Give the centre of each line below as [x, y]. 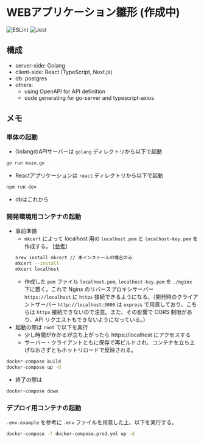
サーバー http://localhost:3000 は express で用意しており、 [111, 304]
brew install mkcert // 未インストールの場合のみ [74, 258]
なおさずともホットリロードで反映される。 [83, 350]
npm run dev [21, 187]
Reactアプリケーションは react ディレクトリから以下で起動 [89, 176]
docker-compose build [34, 362]
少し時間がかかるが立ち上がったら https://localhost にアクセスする [107, 335]
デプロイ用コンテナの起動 [44, 408]
